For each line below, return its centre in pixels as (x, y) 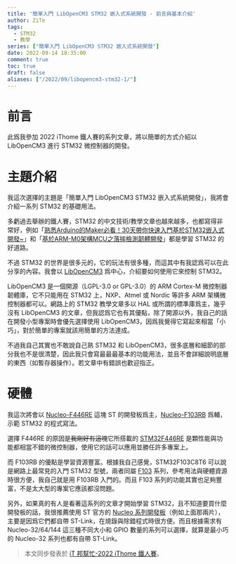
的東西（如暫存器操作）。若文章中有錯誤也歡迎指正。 (83, 363)
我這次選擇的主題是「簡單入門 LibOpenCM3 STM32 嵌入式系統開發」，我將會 (118, 198)
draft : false (26, 72)
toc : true (22, 66)
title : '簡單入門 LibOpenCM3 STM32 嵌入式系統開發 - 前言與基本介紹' (101, 14)
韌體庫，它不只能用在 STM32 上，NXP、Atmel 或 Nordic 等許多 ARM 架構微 (117, 295)
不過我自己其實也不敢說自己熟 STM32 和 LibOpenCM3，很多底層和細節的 (113, 345)
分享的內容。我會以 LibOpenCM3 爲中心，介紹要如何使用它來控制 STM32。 (117, 271)
